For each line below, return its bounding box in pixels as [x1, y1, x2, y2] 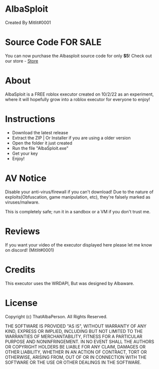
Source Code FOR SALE [5, 37, 102, 48]
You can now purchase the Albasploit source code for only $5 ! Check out [5, 53, 152, 59]
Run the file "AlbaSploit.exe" [12, 145, 69, 151]
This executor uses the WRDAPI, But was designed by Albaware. [5, 280, 135, 286]
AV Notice [5, 172, 47, 184]
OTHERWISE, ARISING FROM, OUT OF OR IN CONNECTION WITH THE [5, 354, 147, 360]
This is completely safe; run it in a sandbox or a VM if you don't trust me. [5, 208, 151, 214]
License [5, 297, 38, 308]
